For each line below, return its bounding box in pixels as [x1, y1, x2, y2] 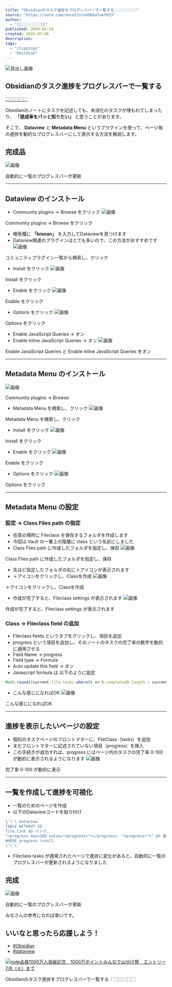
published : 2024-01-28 [5, 27, 54, 32]
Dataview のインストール [5, 194, 84, 203]
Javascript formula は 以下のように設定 [12, 669, 96, 676]
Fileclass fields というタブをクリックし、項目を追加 [12, 632, 122, 639]
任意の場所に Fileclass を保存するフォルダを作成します [12, 532, 128, 538]
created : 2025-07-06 [5, 31, 50, 36]
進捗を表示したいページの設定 [5, 722, 100, 730]
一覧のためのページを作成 [12, 803, 67, 809]
